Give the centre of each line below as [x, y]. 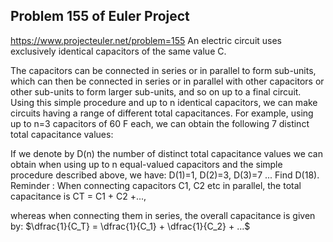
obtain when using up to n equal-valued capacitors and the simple [146, 164]
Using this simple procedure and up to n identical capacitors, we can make [164, 102]
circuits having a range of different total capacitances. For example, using [162, 113]
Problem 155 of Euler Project [100, 16]
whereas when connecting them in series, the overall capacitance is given [163, 215]
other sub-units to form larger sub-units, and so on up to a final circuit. [156, 91]
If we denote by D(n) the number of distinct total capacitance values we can [166, 153]
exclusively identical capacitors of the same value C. [118, 51]
